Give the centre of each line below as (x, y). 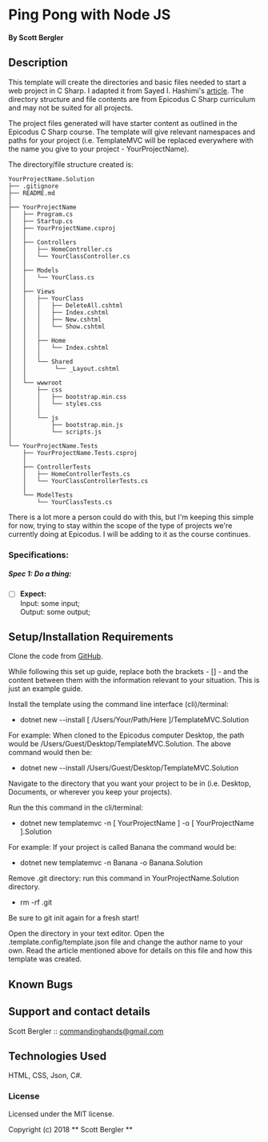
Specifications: (39, 555)
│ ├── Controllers (43, 242)
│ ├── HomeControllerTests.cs (76, 474)
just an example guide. (46, 689)
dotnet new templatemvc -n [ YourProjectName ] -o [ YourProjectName (137, 823)
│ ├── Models (34, 270)
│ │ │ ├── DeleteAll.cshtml (66, 305)
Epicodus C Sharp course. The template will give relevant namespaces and (132, 132)
